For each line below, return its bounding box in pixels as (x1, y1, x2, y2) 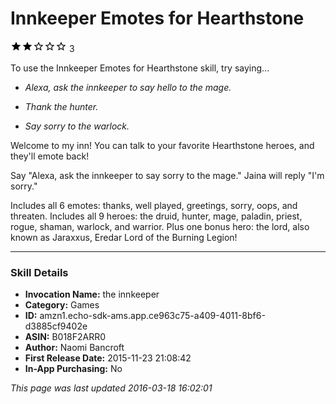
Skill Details (10, 265, 69, 279)
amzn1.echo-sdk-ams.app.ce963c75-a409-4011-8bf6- (39, 310, 266, 322)
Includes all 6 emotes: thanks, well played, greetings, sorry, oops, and (10, 199, 298, 211)
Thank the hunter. (24, 100, 99, 112)
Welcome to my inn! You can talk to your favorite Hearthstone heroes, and (10, 139, 315, 151)
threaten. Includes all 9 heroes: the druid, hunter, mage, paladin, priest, (10, 210, 303, 222)
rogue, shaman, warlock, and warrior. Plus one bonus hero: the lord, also (10, 220, 310, 232)
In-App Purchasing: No (24, 363, 123, 375)
